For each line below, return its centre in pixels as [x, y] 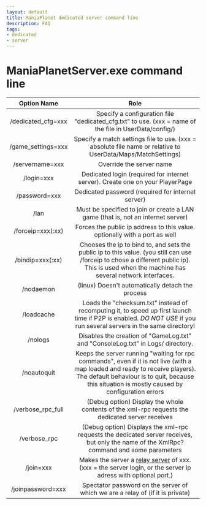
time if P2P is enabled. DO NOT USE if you [135, 318]
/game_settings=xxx [39, 146]
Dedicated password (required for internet [135, 192]
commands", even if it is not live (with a [135, 361]
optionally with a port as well [135, 235]
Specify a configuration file [135, 113]
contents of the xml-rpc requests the [135, 409]
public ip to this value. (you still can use [135, 252]
